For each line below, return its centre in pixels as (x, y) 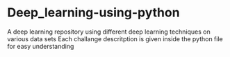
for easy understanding (41, 46)
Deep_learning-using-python (93, 13)
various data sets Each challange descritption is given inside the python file (115, 38)
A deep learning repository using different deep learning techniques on (109, 32)
